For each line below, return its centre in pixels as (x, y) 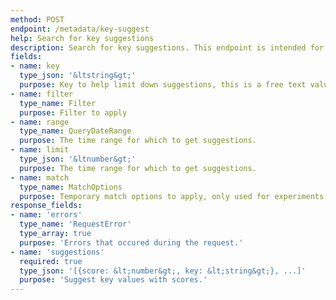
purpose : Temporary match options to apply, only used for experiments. (174, 196)
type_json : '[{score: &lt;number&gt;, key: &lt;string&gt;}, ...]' (163, 271)
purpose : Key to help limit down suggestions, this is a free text (163, 85)
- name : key (35, 66)
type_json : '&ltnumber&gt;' (78, 159)
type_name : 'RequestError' (75, 224)
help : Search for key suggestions (82, 38)
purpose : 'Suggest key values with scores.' (113, 280)
